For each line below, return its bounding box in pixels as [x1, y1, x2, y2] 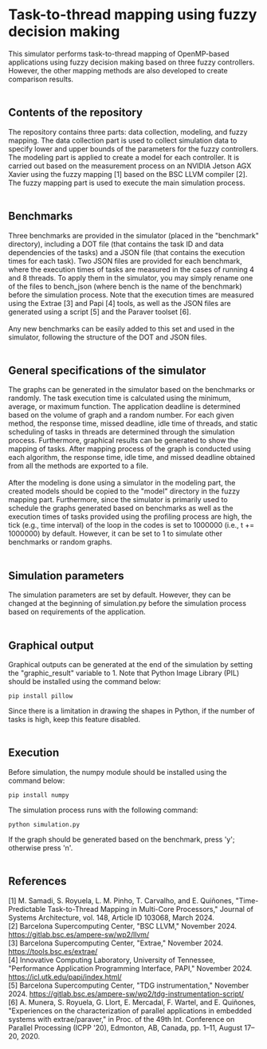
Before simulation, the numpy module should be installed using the [8, 767, 227, 776]
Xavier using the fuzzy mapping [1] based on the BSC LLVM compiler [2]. [8, 169, 248, 179]
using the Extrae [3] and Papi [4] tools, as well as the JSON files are [8, 298, 231, 308]
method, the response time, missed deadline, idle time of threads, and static [8, 418, 258, 428]
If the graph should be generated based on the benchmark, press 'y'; [8, 835, 235, 844]
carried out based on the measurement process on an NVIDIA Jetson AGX [8, 161, 252, 171]
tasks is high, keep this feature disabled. [8, 715, 141, 724]
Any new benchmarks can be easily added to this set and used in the [8, 324, 235, 333]
